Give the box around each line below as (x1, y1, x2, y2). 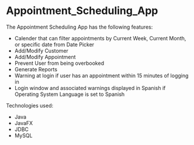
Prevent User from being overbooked (14, 60, 104, 67)
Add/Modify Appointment (14, 53, 76, 60)
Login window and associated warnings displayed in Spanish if (14, 84, 166, 91)
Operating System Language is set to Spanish (14, 91, 125, 98)
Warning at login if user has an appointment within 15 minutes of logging (14, 72, 189, 79)
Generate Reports (14, 65, 57, 72)
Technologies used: (6, 102, 54, 109)
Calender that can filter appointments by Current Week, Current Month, (14, 34, 186, 42)
